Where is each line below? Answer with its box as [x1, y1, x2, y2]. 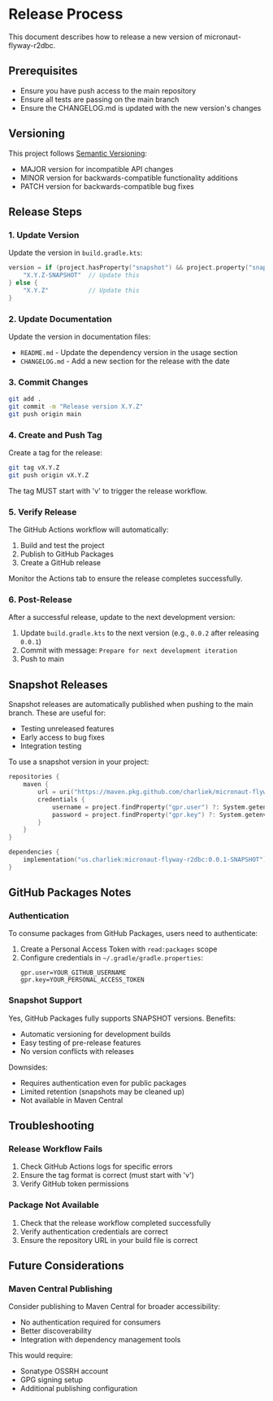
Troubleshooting [8, 1119, 95, 1133]
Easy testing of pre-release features [19, 1038, 141, 1047]
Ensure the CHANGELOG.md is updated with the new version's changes [19, 103, 262, 112]
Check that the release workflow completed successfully [19, 1218, 211, 1228]
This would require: [8, 1350, 73, 1360]
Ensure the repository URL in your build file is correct [19, 1235, 198, 1245]
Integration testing [19, 741, 82, 751]
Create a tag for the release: [8, 448, 103, 458]
